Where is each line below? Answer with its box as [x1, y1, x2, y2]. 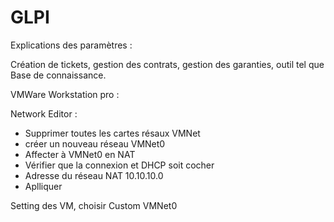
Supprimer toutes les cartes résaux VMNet [24, 127, 201, 139]
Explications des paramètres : [10, 39, 133, 51]
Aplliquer [24, 180, 63, 192]
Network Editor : [10, 107, 78, 120]
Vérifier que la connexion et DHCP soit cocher [24, 159, 215, 171]
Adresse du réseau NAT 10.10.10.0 [24, 169, 164, 181]
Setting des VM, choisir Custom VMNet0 [10, 199, 178, 211]
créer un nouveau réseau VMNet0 [24, 137, 166, 150]
